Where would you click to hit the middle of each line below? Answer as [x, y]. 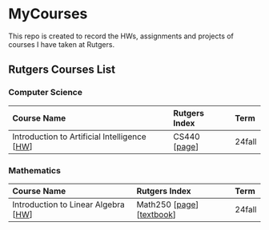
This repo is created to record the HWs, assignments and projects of [121, 36]
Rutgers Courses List [62, 70]
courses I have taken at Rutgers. [61, 44]
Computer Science [45, 93]
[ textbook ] [156, 214]
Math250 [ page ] [168, 204]
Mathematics [35, 170]
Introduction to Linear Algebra [69, 204]
